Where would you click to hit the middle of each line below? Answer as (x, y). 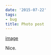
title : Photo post (25, 24)
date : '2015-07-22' (26, 10)
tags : (11, 15)
